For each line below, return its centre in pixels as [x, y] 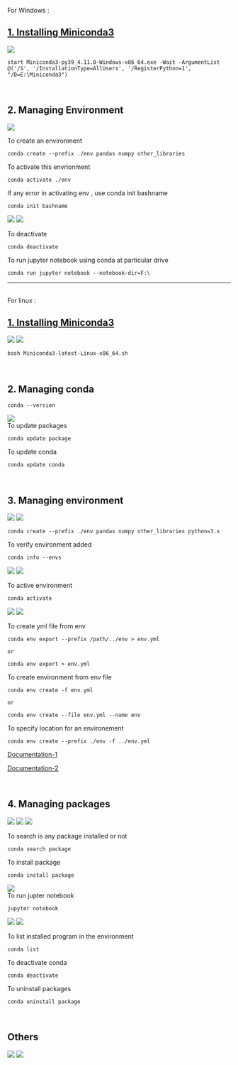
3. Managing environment [66, 500]
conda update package [39, 439]
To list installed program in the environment [70, 936]
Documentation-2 [33, 768]
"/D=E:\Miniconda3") [38, 75]
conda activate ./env [39, 180]
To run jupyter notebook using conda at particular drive [88, 260]
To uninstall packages [39, 988]
